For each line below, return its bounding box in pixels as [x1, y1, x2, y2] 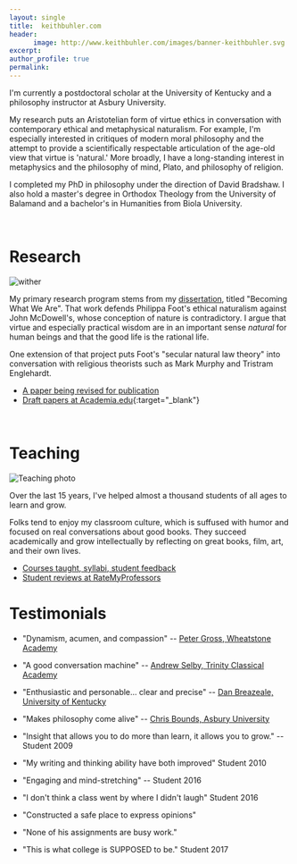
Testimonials [9, 603, 107, 624]
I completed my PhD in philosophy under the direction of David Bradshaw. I [9, 179, 285, 189]
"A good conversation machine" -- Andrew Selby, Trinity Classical [21, 659, 265, 670]
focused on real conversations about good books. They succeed [9, 526, 247, 537]
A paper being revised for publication [21, 385, 160, 396]
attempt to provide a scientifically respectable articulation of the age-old [9, 142, 276, 153]
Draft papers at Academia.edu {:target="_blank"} [21, 394, 201, 405]
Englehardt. [9, 367, 52, 378]
